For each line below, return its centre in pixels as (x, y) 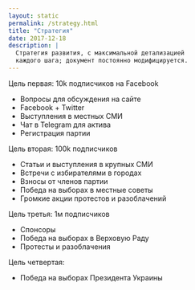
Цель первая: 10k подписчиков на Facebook (83, 83)
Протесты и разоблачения (65, 247)
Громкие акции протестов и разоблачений (93, 198)
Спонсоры (38, 229)
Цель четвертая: (37, 262)
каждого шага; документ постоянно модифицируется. (102, 61)
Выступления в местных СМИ (71, 116)
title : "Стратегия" (41, 31)
